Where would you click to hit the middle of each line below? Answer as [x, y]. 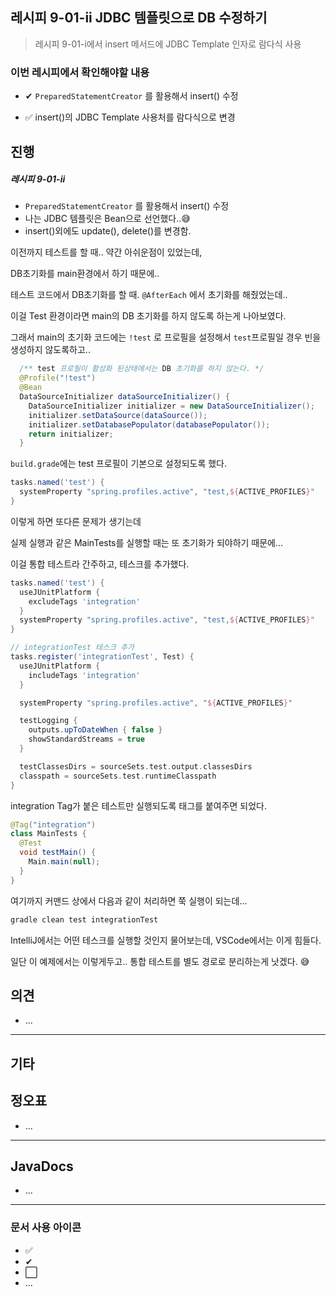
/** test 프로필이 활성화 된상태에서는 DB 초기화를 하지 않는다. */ [142, 369]
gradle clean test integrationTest [84, 919]
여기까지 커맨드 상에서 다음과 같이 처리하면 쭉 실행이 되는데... [129, 900]
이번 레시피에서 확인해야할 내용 [80, 72]
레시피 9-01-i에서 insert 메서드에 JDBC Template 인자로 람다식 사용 [168, 44]
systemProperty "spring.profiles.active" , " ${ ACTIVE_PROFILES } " [156, 703]
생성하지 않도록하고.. [50, 350]
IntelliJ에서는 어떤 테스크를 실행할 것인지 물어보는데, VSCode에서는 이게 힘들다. [166, 940]
